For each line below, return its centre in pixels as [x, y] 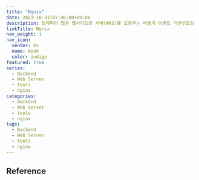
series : [16, 68]
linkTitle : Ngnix [28, 29]
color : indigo [29, 57]
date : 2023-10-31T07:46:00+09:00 [48, 18]
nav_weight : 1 [24, 34]
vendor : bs [25, 46]
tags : [13, 124]
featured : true [25, 62]
